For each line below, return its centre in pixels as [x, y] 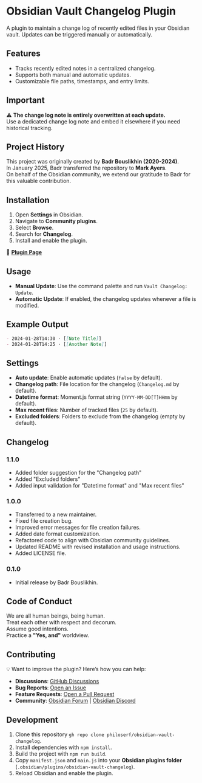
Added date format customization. [58, 534]
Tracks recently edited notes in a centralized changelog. [85, 68]
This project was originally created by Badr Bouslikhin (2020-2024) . [93, 162]
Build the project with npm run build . [61, 754]
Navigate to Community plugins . [56, 221]
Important [25, 101]
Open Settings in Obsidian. [49, 215]
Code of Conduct [39, 602]
